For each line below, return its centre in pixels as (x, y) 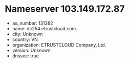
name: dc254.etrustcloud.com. (45, 28)
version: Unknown (31, 50)
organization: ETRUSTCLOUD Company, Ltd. (59, 45)
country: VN (25, 39)
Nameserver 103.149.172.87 (65, 9)
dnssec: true (25, 56)
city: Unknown (27, 34)
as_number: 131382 (32, 23)
